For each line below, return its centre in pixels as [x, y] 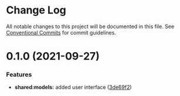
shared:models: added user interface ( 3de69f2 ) [73, 87]
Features [19, 75]
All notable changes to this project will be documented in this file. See [90, 26]
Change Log [36, 10]
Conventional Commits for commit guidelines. [61, 32]
